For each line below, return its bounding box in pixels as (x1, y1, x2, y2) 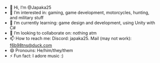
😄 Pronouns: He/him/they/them (9, 48, 74, 53)
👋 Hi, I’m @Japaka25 (9, 5, 52, 10)
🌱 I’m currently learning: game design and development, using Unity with (9, 20, 155, 25)
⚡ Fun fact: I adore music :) (9, 53, 64, 59)
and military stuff (9, 15, 44, 20)
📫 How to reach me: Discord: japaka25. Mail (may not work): (9, 36, 132, 41)
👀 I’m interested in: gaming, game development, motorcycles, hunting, (9, 10, 149, 15)
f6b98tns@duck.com (9, 42, 52, 48)
